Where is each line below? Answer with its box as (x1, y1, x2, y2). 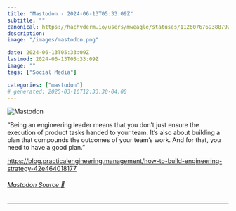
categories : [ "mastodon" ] (7, 82, 83, 89)
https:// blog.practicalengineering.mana (7, 157, 121, 165)
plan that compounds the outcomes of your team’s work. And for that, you (7, 136, 221, 144)
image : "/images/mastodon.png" (7, 37, 99, 44)
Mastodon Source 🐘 (7, 180, 65, 188)
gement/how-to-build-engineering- (119, 157, 223, 165)
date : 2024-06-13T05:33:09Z (7, 49, 90, 56)
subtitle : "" (7, 17, 46, 24)
